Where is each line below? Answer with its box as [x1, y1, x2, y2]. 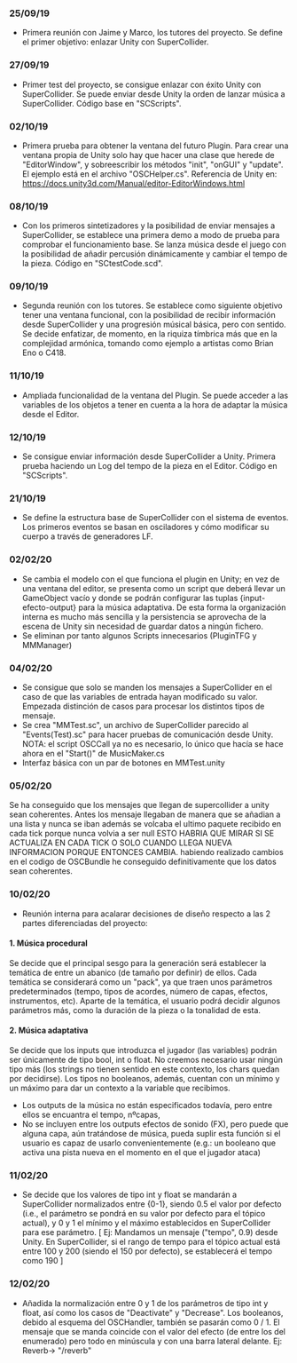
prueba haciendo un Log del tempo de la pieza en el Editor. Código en [21, 461, 277, 472]
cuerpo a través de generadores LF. [21, 531, 153, 542]
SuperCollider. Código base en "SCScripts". [21, 98, 182, 108]
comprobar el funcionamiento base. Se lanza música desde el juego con [21, 239, 286, 250]
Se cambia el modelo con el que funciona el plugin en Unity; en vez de [21, 574, 280, 584]
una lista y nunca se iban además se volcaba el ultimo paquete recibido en [9, 819, 282, 829]
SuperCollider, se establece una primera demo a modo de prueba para [21, 230, 280, 241]
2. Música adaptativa [9, 1025, 89, 1036]
